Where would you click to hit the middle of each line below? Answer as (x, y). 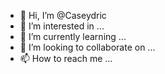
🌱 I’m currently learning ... (73, 36)
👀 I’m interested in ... (62, 26)
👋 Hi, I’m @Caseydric (63, 15)
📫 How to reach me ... (66, 58)
